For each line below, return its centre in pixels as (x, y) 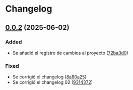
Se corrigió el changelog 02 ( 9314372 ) (53, 82)
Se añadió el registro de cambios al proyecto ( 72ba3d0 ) (70, 53)
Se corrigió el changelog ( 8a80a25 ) (49, 77)
